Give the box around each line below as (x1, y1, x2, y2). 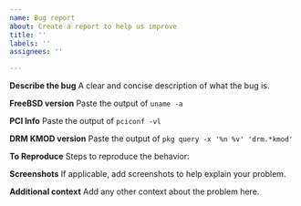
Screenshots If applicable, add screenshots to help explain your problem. (9, 169, 286, 180)
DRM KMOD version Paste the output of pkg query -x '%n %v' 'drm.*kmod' (9, 133, 294, 144)
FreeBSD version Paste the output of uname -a (9, 98, 184, 109)
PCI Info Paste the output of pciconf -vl (9, 116, 161, 127)
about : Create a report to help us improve (9, 22, 178, 31)
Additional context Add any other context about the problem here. (9, 186, 260, 197)
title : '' (9, 30, 47, 39)
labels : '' (9, 38, 51, 48)
